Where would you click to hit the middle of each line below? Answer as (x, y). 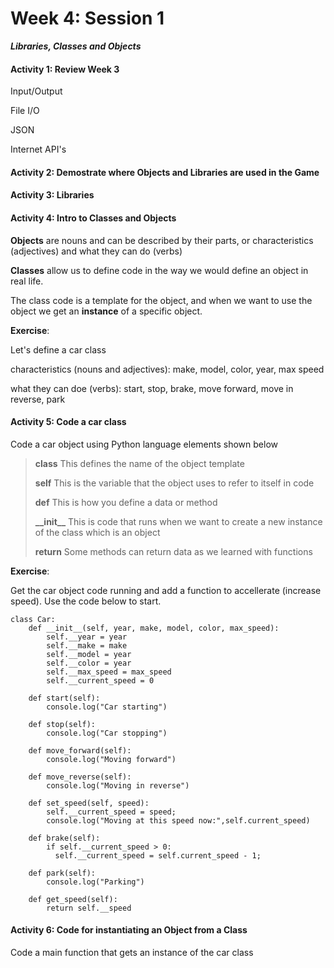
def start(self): (64, 698)
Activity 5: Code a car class (68, 422)
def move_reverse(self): (80, 777)
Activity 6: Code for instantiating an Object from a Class (129, 930)
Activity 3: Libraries (52, 195)
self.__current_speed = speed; (111, 812)
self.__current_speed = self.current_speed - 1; (158, 855)
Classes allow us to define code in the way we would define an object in (159, 270)
